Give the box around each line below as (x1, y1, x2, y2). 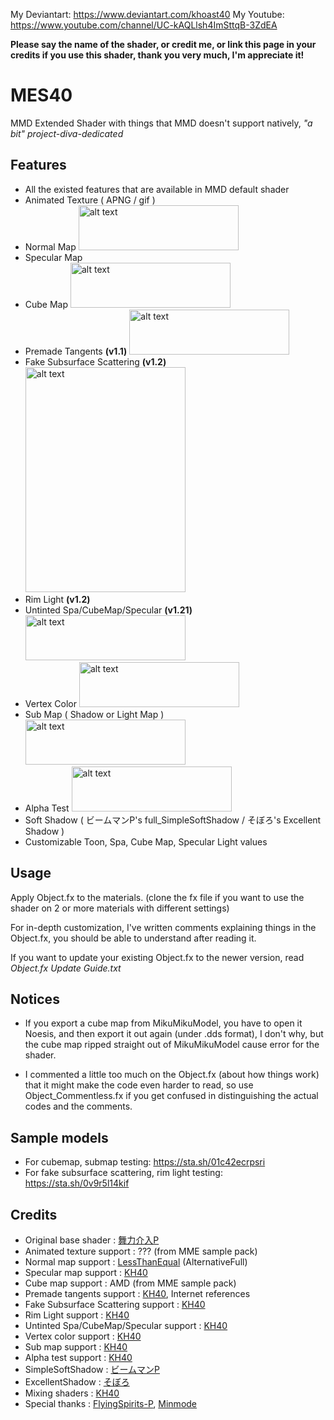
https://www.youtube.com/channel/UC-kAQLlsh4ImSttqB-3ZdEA (10, 19, 278, 31)
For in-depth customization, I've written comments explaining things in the (10, 921, 317, 933)
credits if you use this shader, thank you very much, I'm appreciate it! (10, 49, 305, 61)
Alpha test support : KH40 (24, 1352, 133, 1363)
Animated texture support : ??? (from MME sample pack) (24, 1245, 258, 1257)
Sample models (10, 1129, 109, 1146)
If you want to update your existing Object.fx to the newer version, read (10, 951, 305, 963)
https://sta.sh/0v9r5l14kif (24, 1177, 130, 1189)
